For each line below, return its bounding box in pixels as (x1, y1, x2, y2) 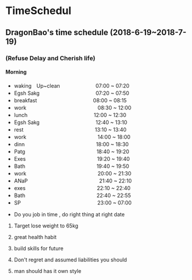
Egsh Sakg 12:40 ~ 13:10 (13, 119, 128, 126)
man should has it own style (13, 267, 82, 274)
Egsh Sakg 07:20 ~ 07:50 (13, 89, 130, 96)
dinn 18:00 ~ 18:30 (13, 140, 129, 147)
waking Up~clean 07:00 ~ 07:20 (13, 82, 130, 89)
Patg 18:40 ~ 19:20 (13, 148, 130, 155)
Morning (5, 68, 27, 75)
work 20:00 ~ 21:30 (13, 170, 132, 177)
